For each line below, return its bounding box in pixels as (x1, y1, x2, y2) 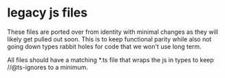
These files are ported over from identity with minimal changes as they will (7, 28, 219, 36)
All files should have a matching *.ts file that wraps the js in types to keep (7, 55, 215, 64)
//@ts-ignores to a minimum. (7, 63, 88, 71)
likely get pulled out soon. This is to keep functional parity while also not (7, 35, 212, 43)
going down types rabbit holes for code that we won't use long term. (7, 42, 202, 50)
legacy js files (7, 5, 88, 21)
